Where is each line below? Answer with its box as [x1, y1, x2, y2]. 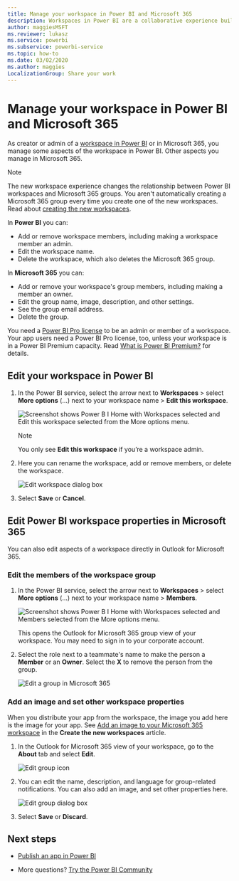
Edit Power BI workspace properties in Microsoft [7, 515, 226, 527]
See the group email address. [17, 305, 105, 314]
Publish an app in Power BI [17, 852, 97, 860]
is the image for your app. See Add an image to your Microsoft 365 [7, 720, 203, 729]
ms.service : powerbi [7, 37, 69, 44]
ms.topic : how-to [7, 51, 59, 58]
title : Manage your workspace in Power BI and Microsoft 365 [7, 10, 193, 18]
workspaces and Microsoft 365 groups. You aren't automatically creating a [7, 189, 226, 198]
